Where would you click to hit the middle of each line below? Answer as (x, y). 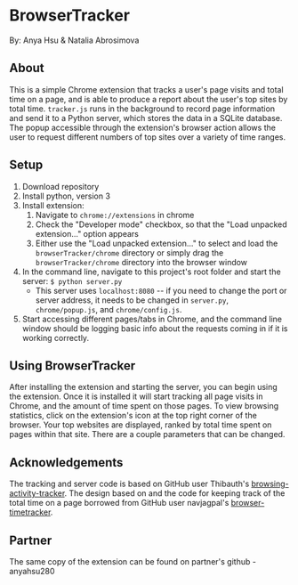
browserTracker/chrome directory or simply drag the (129, 252)
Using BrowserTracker (72, 366)
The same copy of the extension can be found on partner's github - (133, 561)
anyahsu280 (32, 571)
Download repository (60, 186)
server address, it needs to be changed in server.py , (132, 300)
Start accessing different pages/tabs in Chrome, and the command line (152, 319)
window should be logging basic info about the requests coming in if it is (155, 328)
